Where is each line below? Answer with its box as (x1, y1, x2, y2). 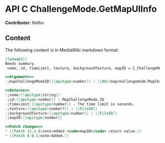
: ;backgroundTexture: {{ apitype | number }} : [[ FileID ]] (5, 111, 118, 116)
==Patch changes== (5, 124, 43, 129)
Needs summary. (5, 61, 36, 66)
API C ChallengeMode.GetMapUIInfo (5, 3, 157, 15)
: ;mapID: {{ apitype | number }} (5, 115, 63, 120)
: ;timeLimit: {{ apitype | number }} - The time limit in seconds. (5, 102, 135, 107)
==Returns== (5, 88, 29, 93)
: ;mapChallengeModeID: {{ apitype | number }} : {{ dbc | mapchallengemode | (5, 79, 148, 84)
